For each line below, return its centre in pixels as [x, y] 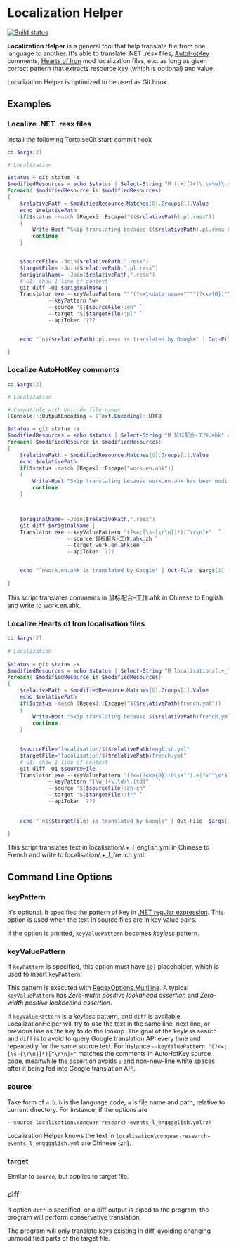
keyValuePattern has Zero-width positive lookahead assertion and [103, 996]
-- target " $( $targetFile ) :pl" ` [95, 314]
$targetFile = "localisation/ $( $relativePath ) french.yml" [104, 755]
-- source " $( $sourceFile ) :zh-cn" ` [100, 788]
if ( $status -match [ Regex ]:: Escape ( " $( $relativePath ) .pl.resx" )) [118, 217]
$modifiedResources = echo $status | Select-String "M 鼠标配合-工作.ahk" [116, 436]
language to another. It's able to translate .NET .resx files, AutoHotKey [108, 53]
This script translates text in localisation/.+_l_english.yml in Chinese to [109, 847]
